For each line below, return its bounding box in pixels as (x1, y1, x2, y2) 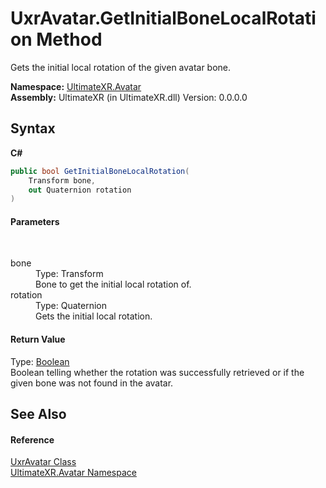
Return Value (10, 333, 66, 346)
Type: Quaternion (35, 300, 108, 312)
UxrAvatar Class (10, 456, 77, 468)
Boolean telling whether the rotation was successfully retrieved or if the (10, 366, 305, 378)
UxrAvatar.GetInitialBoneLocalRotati (10, 7, 317, 30)
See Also (10, 406, 67, 423)
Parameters (10, 215, 60, 227)
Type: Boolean (10, 355, 70, 367)
